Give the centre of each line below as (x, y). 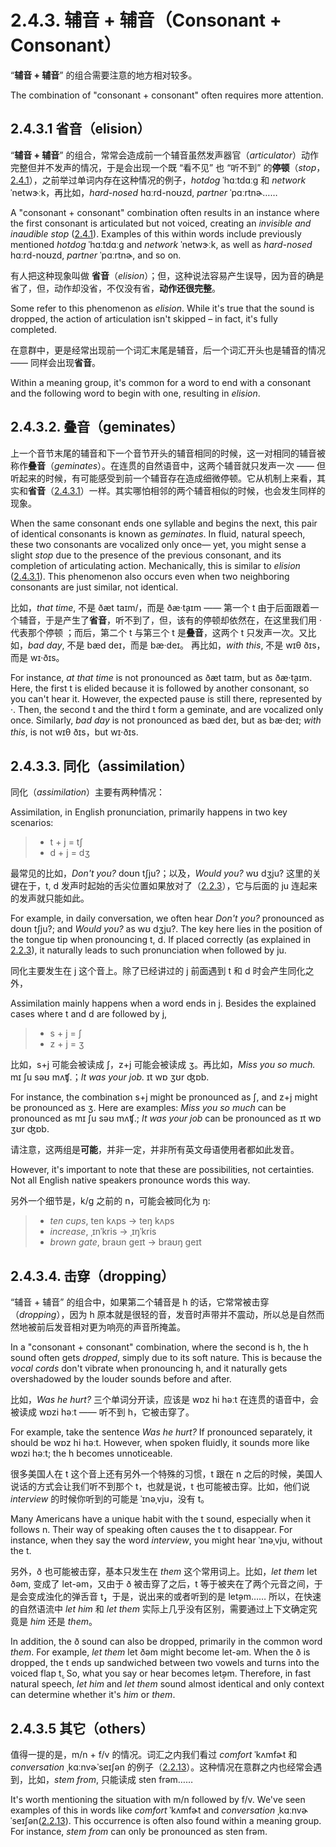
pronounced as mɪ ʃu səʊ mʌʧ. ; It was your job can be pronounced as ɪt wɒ (166, 1118)
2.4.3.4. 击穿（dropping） (92, 1276)
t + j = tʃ (66, 842)
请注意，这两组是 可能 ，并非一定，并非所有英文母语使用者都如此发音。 (155, 1150)
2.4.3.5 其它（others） (82, 1728)
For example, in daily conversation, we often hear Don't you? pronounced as (167, 918)
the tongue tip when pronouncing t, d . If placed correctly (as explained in (161, 940)
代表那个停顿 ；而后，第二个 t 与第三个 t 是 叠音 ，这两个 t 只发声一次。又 (159, 632)
